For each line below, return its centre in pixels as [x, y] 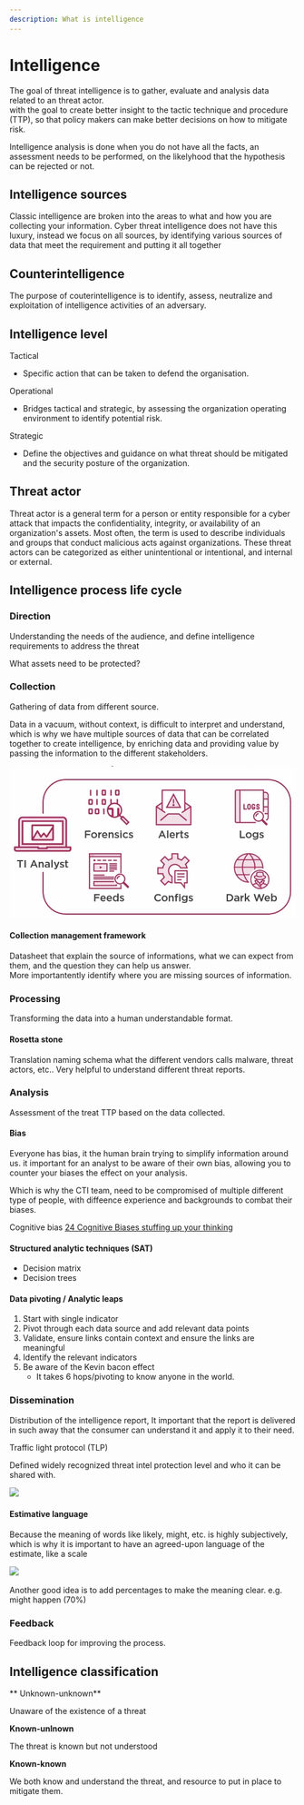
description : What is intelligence [77, 19]
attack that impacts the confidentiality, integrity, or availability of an [135, 523]
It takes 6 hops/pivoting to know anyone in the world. [135, 1377]
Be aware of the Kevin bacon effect [88, 1367]
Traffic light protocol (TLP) [59, 1447]
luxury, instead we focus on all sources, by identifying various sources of [146, 235]
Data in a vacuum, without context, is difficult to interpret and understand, [147, 724]
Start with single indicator [70, 1319]
